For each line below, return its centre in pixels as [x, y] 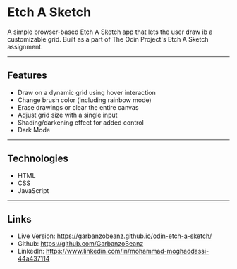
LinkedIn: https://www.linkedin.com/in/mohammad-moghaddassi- [113, 251]
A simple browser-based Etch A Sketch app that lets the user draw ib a [110, 32]
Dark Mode [34, 130]
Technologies [38, 159]
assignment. [25, 46]
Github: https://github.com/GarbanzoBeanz [80, 244]
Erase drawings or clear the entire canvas [78, 107]
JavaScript [33, 190]
